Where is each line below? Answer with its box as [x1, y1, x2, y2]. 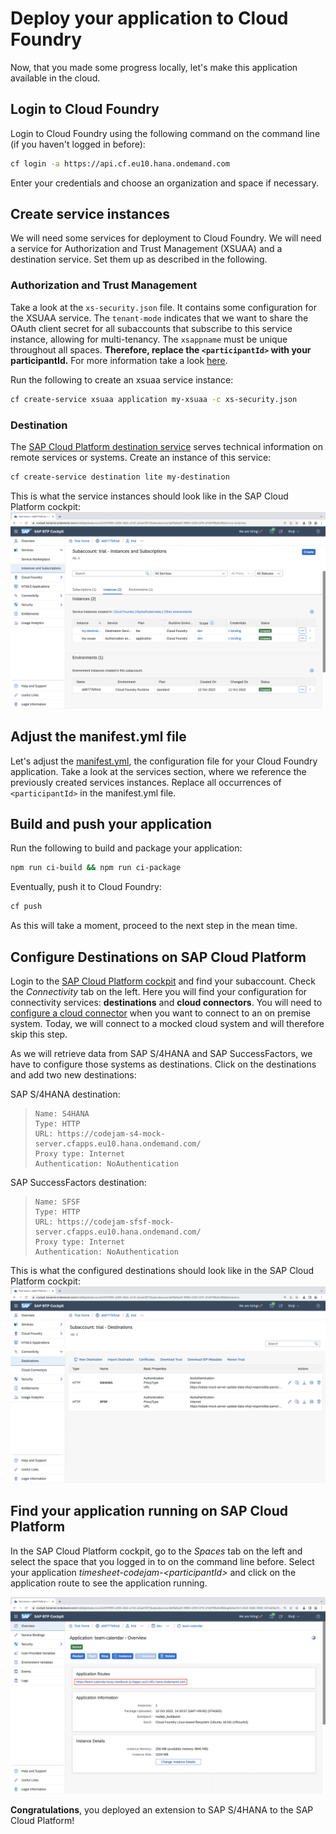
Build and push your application [10, 815, 213, 832]
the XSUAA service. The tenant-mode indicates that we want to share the [10, 312, 309, 324]
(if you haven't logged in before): [10, 138, 146, 150]
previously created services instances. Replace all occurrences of [10, 776, 282, 788]
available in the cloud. [10, 72, 101, 84]
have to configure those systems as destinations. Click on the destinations [10, 1058, 317, 1070]
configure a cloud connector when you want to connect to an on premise [10, 1007, 311, 1019]
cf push [10, 902, 43, 912]
